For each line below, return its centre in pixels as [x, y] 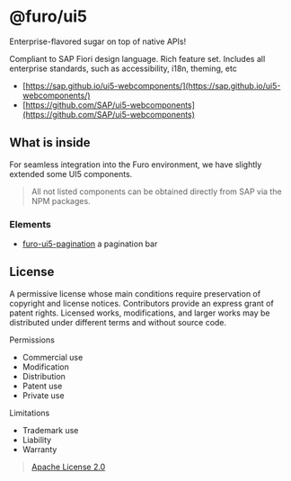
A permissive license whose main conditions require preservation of [135, 293]
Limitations [30, 413]
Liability [37, 440]
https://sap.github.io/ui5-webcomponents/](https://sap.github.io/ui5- [153, 85]
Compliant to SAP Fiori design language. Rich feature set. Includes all [137, 58]
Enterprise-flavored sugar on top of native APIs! [98, 41]
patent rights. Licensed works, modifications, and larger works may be [140, 313]
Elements [31, 224]
